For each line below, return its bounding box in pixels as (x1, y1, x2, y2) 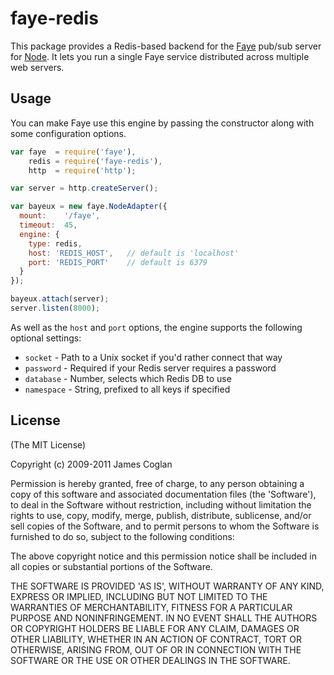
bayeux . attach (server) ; (10, 294, 110, 304)
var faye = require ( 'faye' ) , (10, 147, 137, 157)
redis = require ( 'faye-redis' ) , (28, 156, 163, 166)
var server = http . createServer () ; (10, 183, 159, 194)
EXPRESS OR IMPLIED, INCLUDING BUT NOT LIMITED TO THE (10, 590, 268, 602)
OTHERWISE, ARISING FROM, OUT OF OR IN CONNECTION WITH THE (10, 643, 302, 656)
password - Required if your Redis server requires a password (24, 362, 277, 374)
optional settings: (10, 332, 82, 344)
